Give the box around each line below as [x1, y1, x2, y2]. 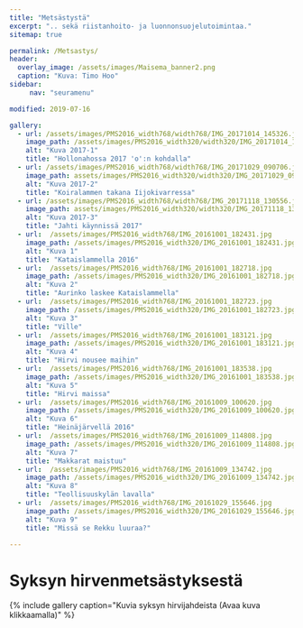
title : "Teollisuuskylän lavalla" [25, 490, 155, 499]
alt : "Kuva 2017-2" [25, 180, 99, 189]
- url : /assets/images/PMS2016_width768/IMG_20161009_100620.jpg [17, 398, 272, 407]
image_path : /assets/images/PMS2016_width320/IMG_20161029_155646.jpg [25, 506, 297, 515]
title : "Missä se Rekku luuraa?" [25, 523, 151, 532]
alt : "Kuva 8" [25, 482, 78, 491]
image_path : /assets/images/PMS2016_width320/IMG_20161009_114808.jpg [25, 439, 297, 448]
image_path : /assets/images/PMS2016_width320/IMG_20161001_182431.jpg [25, 238, 297, 247]
